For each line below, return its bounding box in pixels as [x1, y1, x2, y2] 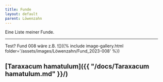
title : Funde [5, 7, 32, 12]
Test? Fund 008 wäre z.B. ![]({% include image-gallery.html [5, 43, 124, 49]
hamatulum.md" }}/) [5, 69, 68, 78]
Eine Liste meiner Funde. [5, 29, 54, 35]
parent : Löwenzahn [5, 16, 42, 21]
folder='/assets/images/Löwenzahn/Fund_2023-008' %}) [5, 48, 120, 54]
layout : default [5, 12, 38, 16]
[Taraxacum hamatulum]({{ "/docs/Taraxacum [5, 62, 149, 70]
